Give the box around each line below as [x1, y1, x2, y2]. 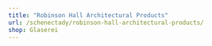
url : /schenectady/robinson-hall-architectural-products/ [8, 19, 204, 27]
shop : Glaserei [8, 26, 59, 34]
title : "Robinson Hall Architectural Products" [8, 11, 169, 19]
